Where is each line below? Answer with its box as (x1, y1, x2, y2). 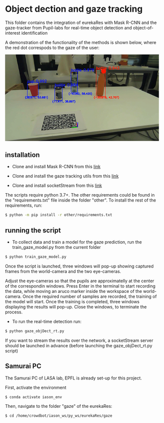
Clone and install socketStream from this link (12, 182, 102, 189)
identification (21, 30, 48, 36)
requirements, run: (5, 202, 42, 208)
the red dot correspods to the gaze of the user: (5, 45, 100, 50)
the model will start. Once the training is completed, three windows (5, 298, 140, 304)
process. (5, 309, 23, 315)
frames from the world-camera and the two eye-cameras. (5, 268, 121, 274)
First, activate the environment (5, 384, 67, 390)
